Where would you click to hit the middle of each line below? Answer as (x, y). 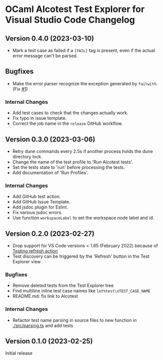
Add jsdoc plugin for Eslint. (40, 207)
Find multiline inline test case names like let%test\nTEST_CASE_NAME (81, 291)
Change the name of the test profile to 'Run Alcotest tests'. (73, 162)
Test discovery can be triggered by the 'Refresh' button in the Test (81, 256)
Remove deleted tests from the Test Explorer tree (63, 286)
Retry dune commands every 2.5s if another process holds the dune (83, 151)
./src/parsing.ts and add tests (43, 325)
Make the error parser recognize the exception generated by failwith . (85, 83)
